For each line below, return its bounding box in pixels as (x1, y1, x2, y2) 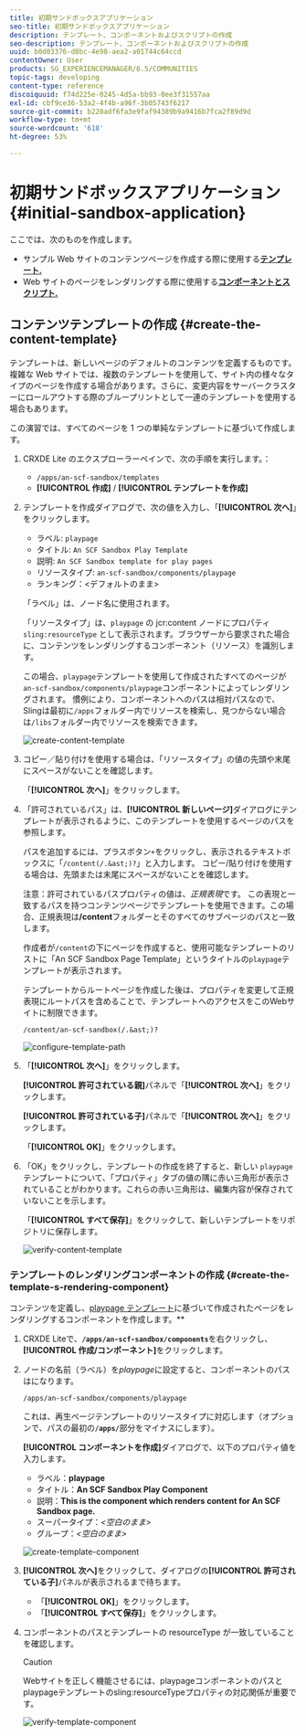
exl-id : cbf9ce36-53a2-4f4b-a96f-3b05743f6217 (9, 98, 190, 108)
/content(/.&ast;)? (62, 859, 137, 868)
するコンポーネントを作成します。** (48, 1313, 185, 1325)
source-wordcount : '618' (9, 124, 104, 133)
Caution (22, 1656, 53, 1667)
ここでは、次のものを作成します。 (9, 234, 137, 245)
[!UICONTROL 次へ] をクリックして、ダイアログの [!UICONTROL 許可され (22, 1564, 297, 1576)
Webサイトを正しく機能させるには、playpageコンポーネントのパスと (22, 1675, 283, 1686)
